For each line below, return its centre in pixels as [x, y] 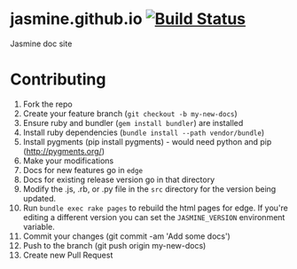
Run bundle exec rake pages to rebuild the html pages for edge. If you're [156, 208]
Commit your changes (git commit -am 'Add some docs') [127, 236]
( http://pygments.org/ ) [64, 151]
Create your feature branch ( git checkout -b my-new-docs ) [130, 113]
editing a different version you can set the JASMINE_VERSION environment [154, 217]
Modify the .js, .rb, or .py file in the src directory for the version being [149, 189]
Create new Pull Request [68, 255]
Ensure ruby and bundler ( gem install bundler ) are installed [133, 123]
